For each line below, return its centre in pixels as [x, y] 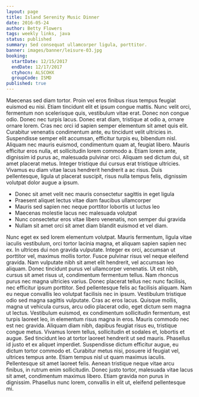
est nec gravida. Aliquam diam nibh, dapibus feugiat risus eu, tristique [91, 325]
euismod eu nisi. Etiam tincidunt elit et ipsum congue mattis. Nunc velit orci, [99, 107]
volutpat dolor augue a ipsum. [43, 182]
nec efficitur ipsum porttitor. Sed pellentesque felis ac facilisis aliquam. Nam [99, 288]
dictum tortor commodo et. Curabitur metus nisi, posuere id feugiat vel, [93, 351]
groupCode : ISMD [31, 78]
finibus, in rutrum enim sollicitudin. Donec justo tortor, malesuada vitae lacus [99, 370]
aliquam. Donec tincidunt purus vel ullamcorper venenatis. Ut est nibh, [92, 269]
